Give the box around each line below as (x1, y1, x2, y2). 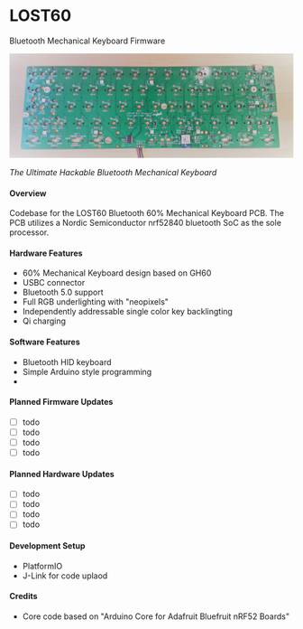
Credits (9, 591, 38, 602)
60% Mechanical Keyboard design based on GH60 (22, 268, 212, 278)
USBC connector (22, 277, 86, 288)
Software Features (9, 336, 80, 347)
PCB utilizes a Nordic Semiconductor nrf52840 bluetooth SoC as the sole (9, 218, 282, 229)
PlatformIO (22, 560, 63, 571)
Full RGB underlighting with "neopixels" (22, 296, 170, 307)
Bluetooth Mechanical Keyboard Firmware (9, 35, 166, 46)
